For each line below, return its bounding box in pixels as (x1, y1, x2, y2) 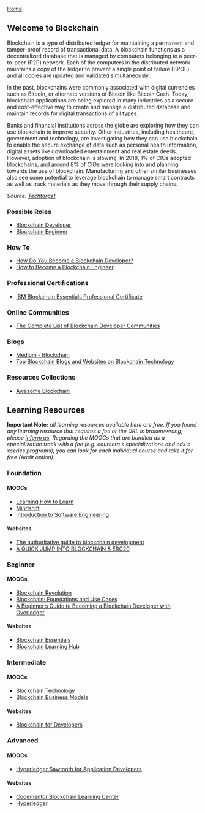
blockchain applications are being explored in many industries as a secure (7, 96, 194, 104)
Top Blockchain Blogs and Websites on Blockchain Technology (15, 358, 174, 365)
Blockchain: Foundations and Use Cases (15, 595, 118, 603)
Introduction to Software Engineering (15, 511, 110, 518)
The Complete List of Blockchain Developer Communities (15, 322, 160, 329)
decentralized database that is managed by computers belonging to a (7, 52, 182, 59)
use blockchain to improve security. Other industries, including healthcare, (7, 128, 195, 135)
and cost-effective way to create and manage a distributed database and (7, 103, 191, 110)
